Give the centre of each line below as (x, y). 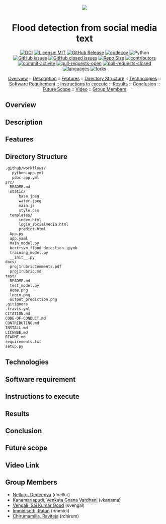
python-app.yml (28, 173)
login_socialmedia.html (44, 225)
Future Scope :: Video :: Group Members (85, 89)
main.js (27, 205)
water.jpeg (30, 201)
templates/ (21, 215)
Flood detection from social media (85, 28)
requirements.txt (23, 342)
